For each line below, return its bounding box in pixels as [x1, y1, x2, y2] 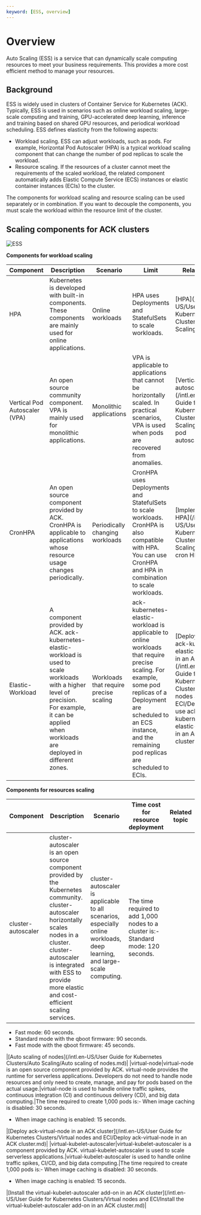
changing [92, 529, 118, 537]
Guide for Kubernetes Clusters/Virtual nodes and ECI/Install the [28, 1196, 184, 1203]
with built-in [49, 291, 84, 300]
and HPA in [132, 566, 163, 574]
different [49, 756, 74, 765]
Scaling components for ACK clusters [6, 224, 150, 234]
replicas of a [132, 688, 167, 697]
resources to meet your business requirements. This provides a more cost [6, 61, 188, 68]
